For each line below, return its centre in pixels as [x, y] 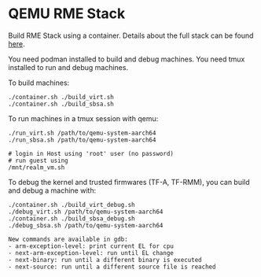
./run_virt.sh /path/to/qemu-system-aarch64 [82, 133]
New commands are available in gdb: [68, 239]
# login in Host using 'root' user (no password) [91, 153]
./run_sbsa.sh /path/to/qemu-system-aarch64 [82, 140]
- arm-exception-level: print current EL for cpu [91, 246]
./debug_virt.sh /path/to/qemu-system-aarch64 [86, 212]
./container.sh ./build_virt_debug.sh [72, 205]
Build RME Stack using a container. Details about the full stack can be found [131, 35]
